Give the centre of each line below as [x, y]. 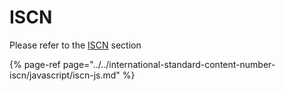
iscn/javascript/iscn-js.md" [65, 75]
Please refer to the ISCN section [75, 45]
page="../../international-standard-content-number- [169, 64]
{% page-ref [35, 64]
